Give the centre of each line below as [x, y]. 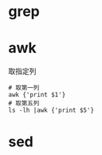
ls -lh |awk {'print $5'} [51, 110]
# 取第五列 [24, 103]
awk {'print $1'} [37, 95]
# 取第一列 [24, 88]
